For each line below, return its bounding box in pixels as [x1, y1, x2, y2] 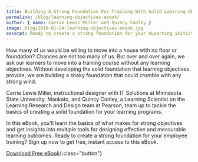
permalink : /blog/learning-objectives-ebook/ [6, 14, 120, 20]
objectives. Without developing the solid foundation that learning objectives [6, 65, 190, 72]
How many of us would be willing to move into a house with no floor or [6, 47, 177, 54]
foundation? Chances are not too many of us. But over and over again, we [6, 53, 185, 60]
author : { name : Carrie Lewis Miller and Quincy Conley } [6, 19, 151, 25]
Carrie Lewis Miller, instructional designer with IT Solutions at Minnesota [6, 90, 181, 97]
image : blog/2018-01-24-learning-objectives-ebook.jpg [6, 25, 144, 31]
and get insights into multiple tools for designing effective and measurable [6, 126, 186, 133]
